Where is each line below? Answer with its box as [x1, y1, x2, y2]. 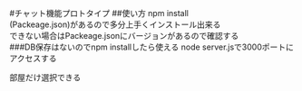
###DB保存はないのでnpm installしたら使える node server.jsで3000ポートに [9, 41, 295, 52]
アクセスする [9, 53, 57, 63]
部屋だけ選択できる [9, 72, 82, 83]
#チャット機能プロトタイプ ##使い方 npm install [9, 8, 189, 18]
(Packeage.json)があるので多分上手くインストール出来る [9, 19, 221, 30]
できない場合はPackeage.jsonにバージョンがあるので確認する [9, 31, 239, 41]
